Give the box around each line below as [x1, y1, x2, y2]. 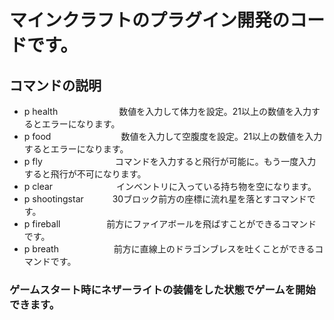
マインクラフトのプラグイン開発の [9, 9, 291, 32]
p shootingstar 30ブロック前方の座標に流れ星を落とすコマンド [23, 193, 307, 205]
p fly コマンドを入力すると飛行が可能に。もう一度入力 [23, 156, 317, 167]
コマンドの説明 [9, 77, 102, 94]
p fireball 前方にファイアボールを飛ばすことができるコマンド [23, 218, 317, 230]
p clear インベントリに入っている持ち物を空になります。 [23, 181, 317, 192]
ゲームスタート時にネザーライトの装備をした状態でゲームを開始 [9, 282, 316, 296]
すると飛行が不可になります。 [23, 168, 147, 180]
